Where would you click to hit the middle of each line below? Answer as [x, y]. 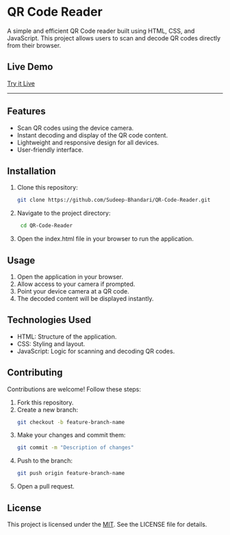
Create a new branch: [48, 409]
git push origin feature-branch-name [71, 473]
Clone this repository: [47, 187]
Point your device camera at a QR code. [73, 291]
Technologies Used [49, 320]
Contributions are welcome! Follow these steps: [74, 389]
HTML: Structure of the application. [67, 337]
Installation [31, 171]
